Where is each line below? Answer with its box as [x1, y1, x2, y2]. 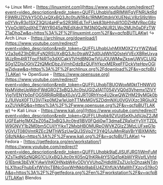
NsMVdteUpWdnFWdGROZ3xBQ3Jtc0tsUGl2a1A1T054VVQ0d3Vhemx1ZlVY [5, 87, 157, 92]
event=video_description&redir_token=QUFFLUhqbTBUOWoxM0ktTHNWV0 [5, 82, 156, 87]
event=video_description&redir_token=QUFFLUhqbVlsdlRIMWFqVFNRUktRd [5, 9, 157, 15]
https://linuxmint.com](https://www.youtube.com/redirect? [37, 4, 155, 10]
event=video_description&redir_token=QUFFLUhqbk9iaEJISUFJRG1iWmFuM [5, 149, 157, 155]
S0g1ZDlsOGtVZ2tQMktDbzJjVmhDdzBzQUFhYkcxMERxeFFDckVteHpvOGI [5, 61, 156, 67]
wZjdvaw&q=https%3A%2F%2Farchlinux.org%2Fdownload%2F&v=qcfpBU [5, 66, 157, 72]
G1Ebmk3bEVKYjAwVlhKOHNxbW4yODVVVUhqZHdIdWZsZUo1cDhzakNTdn [5, 159, 158, 165]
